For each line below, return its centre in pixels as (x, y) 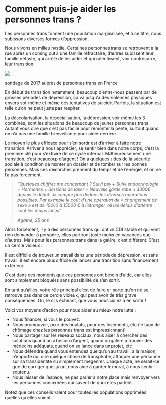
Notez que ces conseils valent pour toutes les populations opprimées (76, 392)
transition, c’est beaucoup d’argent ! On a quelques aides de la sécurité (78, 159)
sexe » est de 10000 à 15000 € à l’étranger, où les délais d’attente (85, 205)
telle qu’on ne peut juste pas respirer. (43, 108)
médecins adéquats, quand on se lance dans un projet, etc (72, 346)
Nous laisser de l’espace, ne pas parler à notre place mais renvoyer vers (86, 377)
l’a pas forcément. (24, 175)
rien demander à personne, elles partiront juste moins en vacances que (78, 235)
